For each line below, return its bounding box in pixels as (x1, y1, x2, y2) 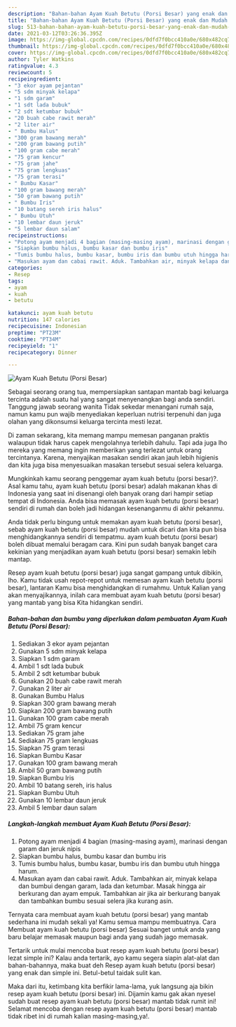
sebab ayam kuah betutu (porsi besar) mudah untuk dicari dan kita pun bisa (8, 525, 227, 533)
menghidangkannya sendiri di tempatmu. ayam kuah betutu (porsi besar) (8, 533, 218, 541)
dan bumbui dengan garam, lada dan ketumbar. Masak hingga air (18, 882, 206, 890)
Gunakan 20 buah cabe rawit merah (18, 677, 122, 686)
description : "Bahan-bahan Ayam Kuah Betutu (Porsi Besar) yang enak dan (8, 10, 228, 18)
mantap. (8, 555, 32, 564)
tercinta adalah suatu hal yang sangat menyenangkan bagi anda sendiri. (8, 395, 216, 404)
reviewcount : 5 (8, 69, 53, 76)
